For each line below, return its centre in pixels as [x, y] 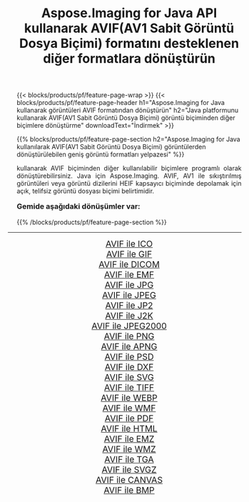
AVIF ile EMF [129, 275]
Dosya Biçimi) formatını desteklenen [129, 44]
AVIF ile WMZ [129, 449]
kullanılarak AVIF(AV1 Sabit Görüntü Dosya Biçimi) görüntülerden [111, 147]
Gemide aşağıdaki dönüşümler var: [78, 206]
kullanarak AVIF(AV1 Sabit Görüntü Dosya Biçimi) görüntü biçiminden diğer [126, 118]
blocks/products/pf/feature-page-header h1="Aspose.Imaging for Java [121, 103]
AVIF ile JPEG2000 [129, 326]
